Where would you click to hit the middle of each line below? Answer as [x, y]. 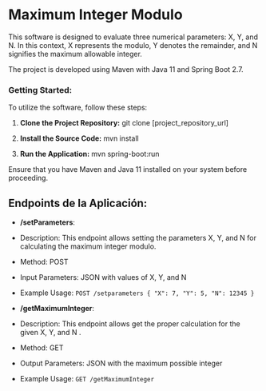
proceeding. [28, 178]
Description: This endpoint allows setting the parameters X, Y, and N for [138, 238]
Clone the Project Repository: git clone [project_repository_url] [124, 123]
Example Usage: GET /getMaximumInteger [87, 379]
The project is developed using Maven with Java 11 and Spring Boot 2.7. [126, 69]
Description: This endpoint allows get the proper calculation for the [130, 324]
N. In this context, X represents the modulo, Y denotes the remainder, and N [133, 45]
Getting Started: [40, 90]
